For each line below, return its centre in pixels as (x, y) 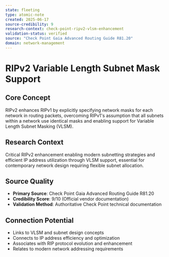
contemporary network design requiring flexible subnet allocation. (75, 165)
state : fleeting (22, 10)
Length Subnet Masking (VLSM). (39, 126)
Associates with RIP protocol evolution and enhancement (72, 244)
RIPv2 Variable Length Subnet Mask (83, 68)
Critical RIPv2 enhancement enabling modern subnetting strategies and (80, 154)
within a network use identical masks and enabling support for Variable (80, 121)
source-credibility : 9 (29, 24)
